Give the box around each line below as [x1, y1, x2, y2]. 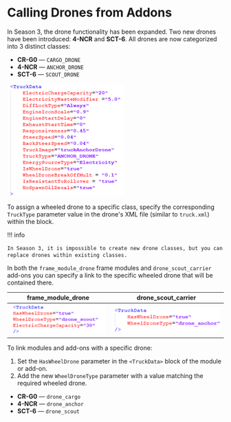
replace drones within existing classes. [7, 252, 128, 258]
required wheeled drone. [16, 379, 87, 388]
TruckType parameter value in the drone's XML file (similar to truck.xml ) [7, 210, 210, 218]
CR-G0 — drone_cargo [16, 392, 81, 401]
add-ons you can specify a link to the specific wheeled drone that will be [7, 271, 213, 279]
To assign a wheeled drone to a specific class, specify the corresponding [7, 203, 214, 211]
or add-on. [16, 364, 48, 373]
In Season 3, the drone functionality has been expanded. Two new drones [7, 27, 217, 36]
